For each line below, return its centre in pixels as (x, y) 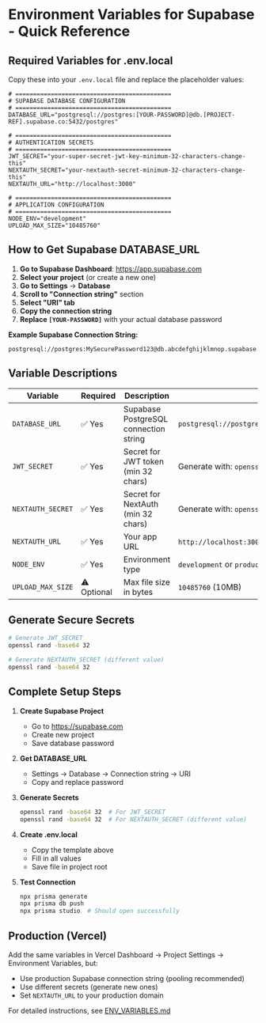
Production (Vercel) (57, 936)
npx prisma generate (53, 896)
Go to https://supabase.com (77, 726)
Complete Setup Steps (65, 692)
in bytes (138, 592)
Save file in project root (70, 866)
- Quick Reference (69, 31)
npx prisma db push (52, 904)
